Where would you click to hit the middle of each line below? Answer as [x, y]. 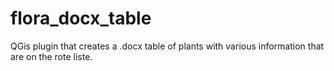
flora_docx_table [81, 18]
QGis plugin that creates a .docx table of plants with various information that [167, 46]
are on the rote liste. [51, 56]
